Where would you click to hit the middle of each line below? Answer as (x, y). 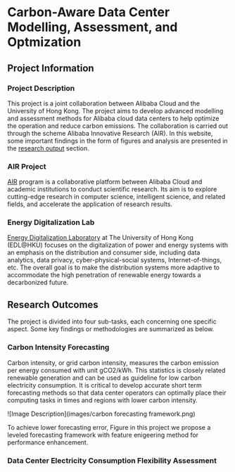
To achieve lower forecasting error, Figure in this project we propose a (109, 427)
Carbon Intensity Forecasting (58, 347)
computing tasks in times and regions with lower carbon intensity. (103, 400)
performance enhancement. (48, 442)
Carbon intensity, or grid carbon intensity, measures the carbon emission (113, 362)
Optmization (44, 42)
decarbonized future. (38, 283)
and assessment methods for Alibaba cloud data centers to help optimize (113, 118)
